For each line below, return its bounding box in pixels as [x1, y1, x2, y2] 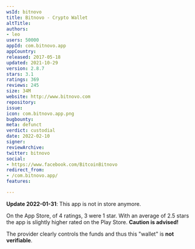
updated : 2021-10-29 [6, 60, 59, 66]
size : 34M [6, 88, 31, 94]
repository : [6, 99, 36, 105]
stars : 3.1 [6, 71, 34, 77]
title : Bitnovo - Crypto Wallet [6, 15, 88, 21]
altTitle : [6, 20, 31, 26]
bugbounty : [6, 116, 34, 122]
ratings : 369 [6, 77, 39, 83]
